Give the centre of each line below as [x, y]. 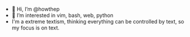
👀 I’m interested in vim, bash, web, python [62, 15]
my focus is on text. [36, 28]
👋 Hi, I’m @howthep [36, 9]
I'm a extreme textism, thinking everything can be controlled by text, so [98, 21]
